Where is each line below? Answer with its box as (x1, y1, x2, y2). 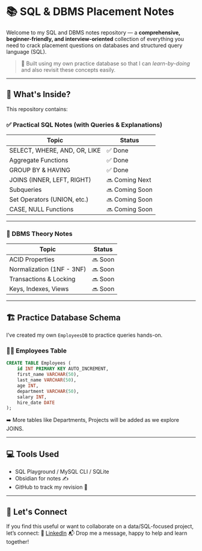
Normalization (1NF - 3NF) (9, 265, 87, 273)
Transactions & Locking (9, 275, 76, 284)
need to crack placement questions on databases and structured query (6, 42, 183, 49)
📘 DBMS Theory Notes (6, 229, 73, 238)
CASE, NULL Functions (9, 205, 74, 214)
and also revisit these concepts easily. (20, 66, 116, 73)
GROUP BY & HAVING (9, 166, 71, 174)
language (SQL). (6, 48, 47, 55)
